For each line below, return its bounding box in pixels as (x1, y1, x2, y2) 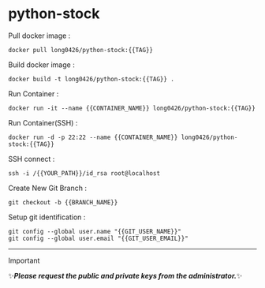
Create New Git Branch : (8, 183, 87, 193)
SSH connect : (8, 154, 55, 163)
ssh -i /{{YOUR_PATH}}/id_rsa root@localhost (8, 169, 160, 178)
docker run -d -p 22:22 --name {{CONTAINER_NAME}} (8, 133, 178, 141)
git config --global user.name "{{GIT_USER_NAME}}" (8, 227, 181, 235)
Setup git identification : (8, 212, 86, 222)
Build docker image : (8, 60, 75, 69)
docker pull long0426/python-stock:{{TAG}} (8, 46, 154, 54)
